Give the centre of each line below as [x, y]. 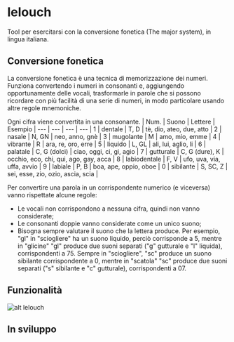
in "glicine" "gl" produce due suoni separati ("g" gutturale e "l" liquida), [120, 246]
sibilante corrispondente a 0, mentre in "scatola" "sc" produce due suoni [122, 261]
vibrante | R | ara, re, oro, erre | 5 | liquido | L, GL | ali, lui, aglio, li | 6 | [107, 144]
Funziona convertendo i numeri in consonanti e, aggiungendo [96, 86]
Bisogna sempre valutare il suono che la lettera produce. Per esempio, [119, 231]
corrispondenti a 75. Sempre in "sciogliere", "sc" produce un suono [115, 253]
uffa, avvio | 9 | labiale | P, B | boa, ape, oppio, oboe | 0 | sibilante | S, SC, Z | [117, 166]
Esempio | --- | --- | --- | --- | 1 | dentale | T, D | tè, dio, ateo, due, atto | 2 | [115, 129]
